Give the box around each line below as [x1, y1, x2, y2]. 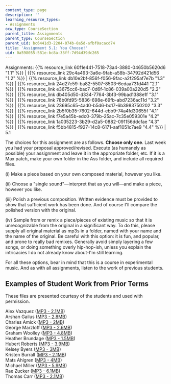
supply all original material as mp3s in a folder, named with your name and [5, 228, 162, 234]
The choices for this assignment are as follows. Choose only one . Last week [5, 139, 166, 146]
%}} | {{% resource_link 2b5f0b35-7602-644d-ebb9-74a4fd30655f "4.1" [5, 108, 159, 114]
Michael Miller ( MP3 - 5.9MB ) [5, 363, 67, 369]
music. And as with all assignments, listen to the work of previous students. [5, 265, 164, 271]
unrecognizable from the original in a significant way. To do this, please [5, 222, 156, 228]
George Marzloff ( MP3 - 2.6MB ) [5, 325, 72, 331]
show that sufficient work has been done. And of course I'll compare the [5, 201, 157, 207]
